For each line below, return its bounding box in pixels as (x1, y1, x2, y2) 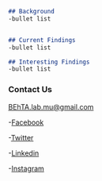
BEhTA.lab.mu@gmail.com (8, 102, 94, 111)
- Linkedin (8, 148, 40, 158)
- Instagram (8, 164, 45, 173)
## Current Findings (8, 36, 77, 44)
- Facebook (8, 117, 44, 127)
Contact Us (8, 84, 53, 95)
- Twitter (8, 133, 34, 142)
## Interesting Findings (8, 58, 90, 66)
